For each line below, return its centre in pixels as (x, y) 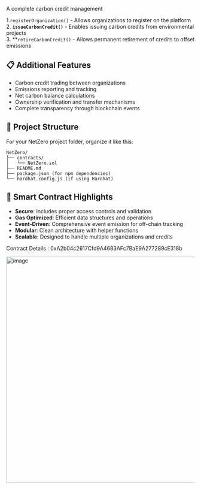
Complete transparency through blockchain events (77, 108)
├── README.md (24, 168)
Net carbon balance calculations (55, 95)
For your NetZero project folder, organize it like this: (70, 141)
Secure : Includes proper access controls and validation (83, 212)
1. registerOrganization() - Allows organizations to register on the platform (99, 20)
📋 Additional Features (49, 65)
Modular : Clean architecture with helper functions (77, 231)
